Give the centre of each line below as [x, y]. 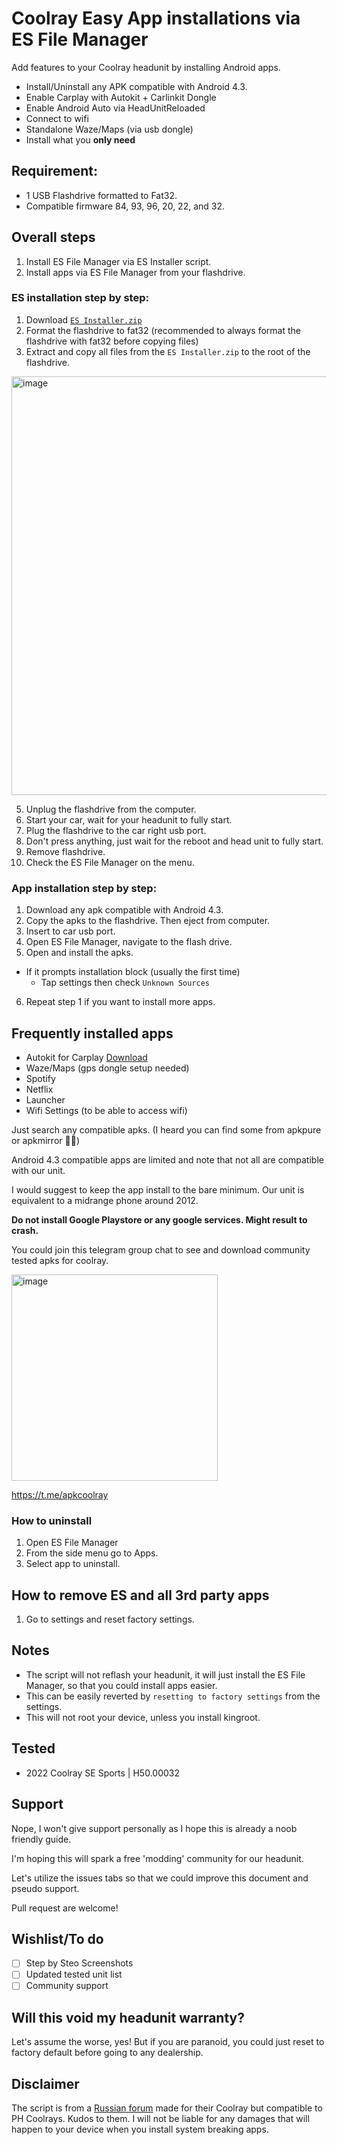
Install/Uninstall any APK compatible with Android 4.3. [136, 86]
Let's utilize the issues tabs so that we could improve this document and [160, 1878]
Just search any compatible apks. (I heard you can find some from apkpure [166, 1129]
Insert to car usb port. [70, 931]
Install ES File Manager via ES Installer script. [118, 261]
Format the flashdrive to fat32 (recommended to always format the [163, 330]
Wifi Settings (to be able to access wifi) [106, 1110]
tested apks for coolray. [60, 1260]
